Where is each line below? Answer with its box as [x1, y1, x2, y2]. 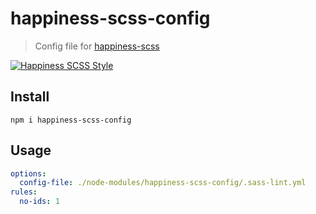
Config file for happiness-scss [34, 40, 160, 52]
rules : [10, 187, 38, 197]
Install [10, 88, 50, 106]
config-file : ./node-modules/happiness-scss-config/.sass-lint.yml [19, 178, 307, 188]
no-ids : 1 [19, 197, 60, 207]
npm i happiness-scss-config [10, 115, 132, 125]
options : [10, 168, 47, 179]
